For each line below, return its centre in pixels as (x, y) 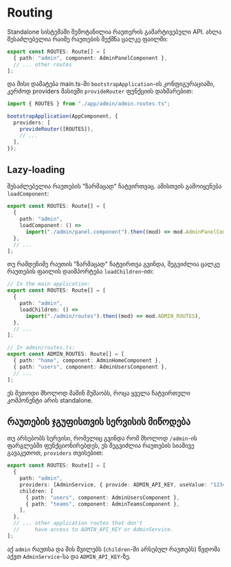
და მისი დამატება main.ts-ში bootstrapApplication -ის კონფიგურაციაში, (111, 84)
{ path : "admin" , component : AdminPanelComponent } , (90, 58)
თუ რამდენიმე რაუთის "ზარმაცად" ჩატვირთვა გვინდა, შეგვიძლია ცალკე (113, 264)
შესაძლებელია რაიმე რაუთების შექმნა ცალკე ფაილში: (88, 39)
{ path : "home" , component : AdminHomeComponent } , (87, 361)
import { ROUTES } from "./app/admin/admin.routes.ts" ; (89, 104)
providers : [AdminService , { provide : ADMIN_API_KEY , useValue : (113, 484)
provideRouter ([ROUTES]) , (57, 129)
